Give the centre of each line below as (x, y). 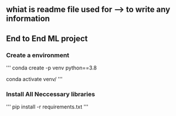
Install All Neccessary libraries (51, 94)
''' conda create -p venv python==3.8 (52, 68)
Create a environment (38, 55)
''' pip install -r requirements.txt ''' (47, 107)
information (28, 19)
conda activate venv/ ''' (34, 79)
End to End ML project (47, 38)
